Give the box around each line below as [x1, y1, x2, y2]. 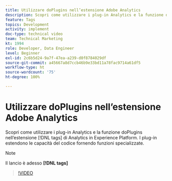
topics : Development [5, 22, 50, 27]
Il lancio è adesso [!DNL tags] [5, 160, 68, 166]
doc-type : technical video [5, 31, 63, 37]
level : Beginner [5, 50, 40, 56]
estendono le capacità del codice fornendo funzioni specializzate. [5, 140, 144, 146]
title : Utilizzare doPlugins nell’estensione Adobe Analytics [5, 7, 141, 13]
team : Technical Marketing [5, 37, 63, 42]
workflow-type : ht [5, 65, 45, 70]
